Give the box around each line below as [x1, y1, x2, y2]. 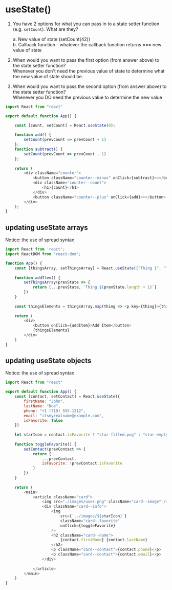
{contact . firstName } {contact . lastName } [60, 538, 147, 543]
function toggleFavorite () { [14, 441, 77, 447]
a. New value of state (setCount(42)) [12, 36, 91, 42]
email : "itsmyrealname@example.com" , [24, 413, 104, 418]
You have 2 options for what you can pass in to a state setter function [12, 21, 160, 27]
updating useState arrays [5, 223, 88, 232]
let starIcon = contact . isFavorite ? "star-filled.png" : [14, 432, 141, 438]
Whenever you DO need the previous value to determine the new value [12, 94, 163, 100]
